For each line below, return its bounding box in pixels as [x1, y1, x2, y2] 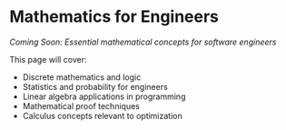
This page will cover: [9, 54, 88, 65]
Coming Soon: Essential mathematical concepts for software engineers [9, 36, 277, 47]
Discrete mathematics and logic [22, 71, 142, 83]
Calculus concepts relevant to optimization [22, 110, 183, 121]
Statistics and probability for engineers [22, 81, 168, 92]
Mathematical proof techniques [22, 100, 141, 111]
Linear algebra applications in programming [22, 91, 186, 102]
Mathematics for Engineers [9, 6, 220, 27]
